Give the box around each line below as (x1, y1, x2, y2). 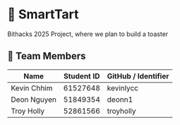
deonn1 (107, 95, 133, 105)
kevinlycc (107, 83, 139, 93)
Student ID (63, 71, 100, 81)
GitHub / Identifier (107, 71, 169, 81)
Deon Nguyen (11, 95, 57, 105)
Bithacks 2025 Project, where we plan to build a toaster (7, 30, 169, 38)
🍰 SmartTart (7, 6, 79, 23)
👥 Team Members (7, 50, 86, 62)
